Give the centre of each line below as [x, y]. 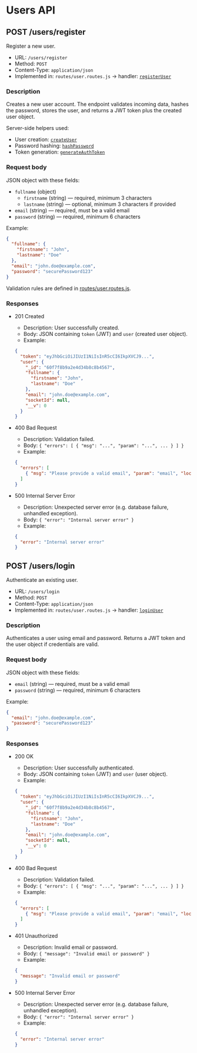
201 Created [29, 316]
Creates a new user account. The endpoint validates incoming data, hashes [98, 104]
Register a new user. [31, 46]
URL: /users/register [41, 57]
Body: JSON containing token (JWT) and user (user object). [96, 774]
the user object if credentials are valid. [53, 644]
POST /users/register [46, 32]
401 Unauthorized [36, 936]
